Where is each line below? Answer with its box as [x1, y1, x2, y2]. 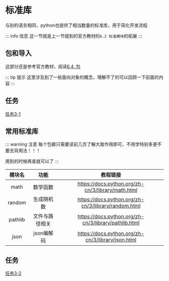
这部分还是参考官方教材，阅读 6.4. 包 [5, 63, 80, 69]
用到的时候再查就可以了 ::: [5, 158, 59, 164]
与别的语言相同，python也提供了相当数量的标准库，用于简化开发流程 [5, 22, 147, 28]
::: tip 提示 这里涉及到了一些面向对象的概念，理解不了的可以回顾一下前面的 [5, 74, 159, 80]
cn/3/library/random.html [81, 202, 141, 209]
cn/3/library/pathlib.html [82, 220, 140, 227]
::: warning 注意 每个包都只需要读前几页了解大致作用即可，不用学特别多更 [5, 142, 157, 148]
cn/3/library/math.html [84, 187, 137, 194]
